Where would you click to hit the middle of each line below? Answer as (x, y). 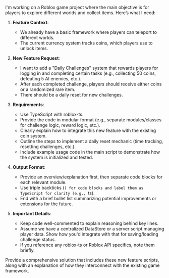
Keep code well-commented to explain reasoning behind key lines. (89, 223)
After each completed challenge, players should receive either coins (91, 84)
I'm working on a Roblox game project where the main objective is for (77, 7)
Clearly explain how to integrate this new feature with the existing (88, 130)
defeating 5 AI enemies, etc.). (51, 79)
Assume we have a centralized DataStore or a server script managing (92, 229)
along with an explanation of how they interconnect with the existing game (82, 265)
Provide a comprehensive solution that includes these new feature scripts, (82, 260)
